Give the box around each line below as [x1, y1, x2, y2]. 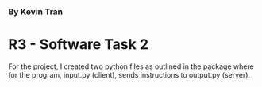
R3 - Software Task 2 [8, 36, 149, 54]
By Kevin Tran [8, 6, 64, 17]
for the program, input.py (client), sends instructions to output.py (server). [8, 70, 251, 79]
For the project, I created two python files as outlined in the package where [8, 62, 254, 71]
